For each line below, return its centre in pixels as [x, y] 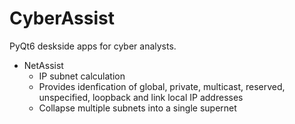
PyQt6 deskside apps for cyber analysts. [93, 46]
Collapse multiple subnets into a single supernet [137, 108]
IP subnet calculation [82, 76]
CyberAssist [62, 18]
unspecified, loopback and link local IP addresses [141, 97]
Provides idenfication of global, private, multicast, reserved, [162, 86]
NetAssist [43, 65]
